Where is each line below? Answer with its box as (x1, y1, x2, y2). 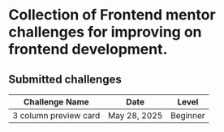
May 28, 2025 (108, 110, 163, 121)
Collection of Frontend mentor (8, 6, 217, 24)
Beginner (170, 110, 205, 121)
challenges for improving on (8, 23, 202, 41)
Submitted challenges (8, 72, 122, 86)
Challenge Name (23, 96, 89, 107)
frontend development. (8, 40, 168, 58)
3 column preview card (12, 110, 101, 121)
